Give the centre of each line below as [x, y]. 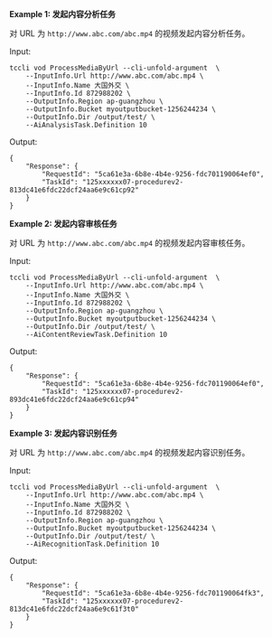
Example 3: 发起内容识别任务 [63, 433]
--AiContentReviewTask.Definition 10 [97, 334]
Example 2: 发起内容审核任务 [63, 224]
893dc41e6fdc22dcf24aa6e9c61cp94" [75, 399]
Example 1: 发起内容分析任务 [62, 14]
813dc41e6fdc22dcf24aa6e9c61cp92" [75, 190]
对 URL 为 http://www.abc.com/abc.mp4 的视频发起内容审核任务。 [130, 243]
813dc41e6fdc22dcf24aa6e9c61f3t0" [75, 609]
